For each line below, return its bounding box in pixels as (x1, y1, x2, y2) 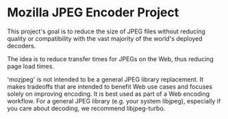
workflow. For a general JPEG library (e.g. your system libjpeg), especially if (7, 97, 221, 105)
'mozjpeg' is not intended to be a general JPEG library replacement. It (7, 75, 204, 83)
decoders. (7, 41, 36, 50)
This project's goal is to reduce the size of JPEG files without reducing (7, 27, 205, 35)
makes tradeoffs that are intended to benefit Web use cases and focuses (7, 82, 213, 90)
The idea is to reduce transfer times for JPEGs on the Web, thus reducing (7, 54, 214, 63)
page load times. (7, 62, 55, 70)
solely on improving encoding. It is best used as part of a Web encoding (7, 90, 210, 98)
